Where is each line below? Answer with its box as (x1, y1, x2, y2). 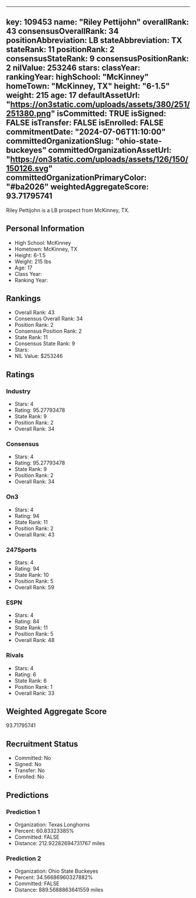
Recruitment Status (6, 739, 79, 749)
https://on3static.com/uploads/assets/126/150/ (10, 155, 188, 165)
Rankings (6, 293, 41, 303)
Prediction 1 (6, 808, 40, 816)
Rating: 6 (14, 671, 37, 678)
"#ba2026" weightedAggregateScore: (6, 182, 149, 192)
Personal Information (6, 224, 85, 234)
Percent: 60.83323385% (14, 827, 75, 834)
